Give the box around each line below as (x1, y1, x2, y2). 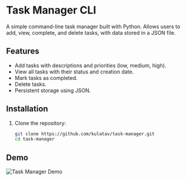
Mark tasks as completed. (14, 74, 78, 81)
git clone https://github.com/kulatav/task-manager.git (14, 130, 155, 137)
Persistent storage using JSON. (14, 86, 91, 94)
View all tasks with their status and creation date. (14, 68, 134, 75)
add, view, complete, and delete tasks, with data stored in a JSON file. (6, 29, 176, 36)
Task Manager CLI (6, 4, 97, 17)
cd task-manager (14, 136, 55, 142)
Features (6, 46, 39, 56)
